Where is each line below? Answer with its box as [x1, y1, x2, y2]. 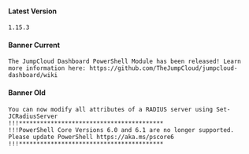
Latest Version [8, 6, 58, 16]
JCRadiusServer [8, 112, 58, 120]
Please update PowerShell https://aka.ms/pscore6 [8, 133, 175, 141]
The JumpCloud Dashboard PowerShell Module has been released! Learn [8, 57, 242, 66]
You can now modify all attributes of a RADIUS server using [8, 105, 214, 113]
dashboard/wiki [8, 71, 58, 79]
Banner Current [8, 40, 61, 49]
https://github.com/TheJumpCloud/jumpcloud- [89, 64, 238, 72]
